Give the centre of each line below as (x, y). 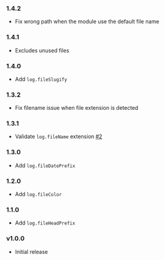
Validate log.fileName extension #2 (58, 136)
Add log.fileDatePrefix (45, 165)
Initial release (31, 252)
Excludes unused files (42, 50)
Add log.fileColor (38, 194)
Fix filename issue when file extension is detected (76, 108)
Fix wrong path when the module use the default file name (87, 22)
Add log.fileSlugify (41, 79)
